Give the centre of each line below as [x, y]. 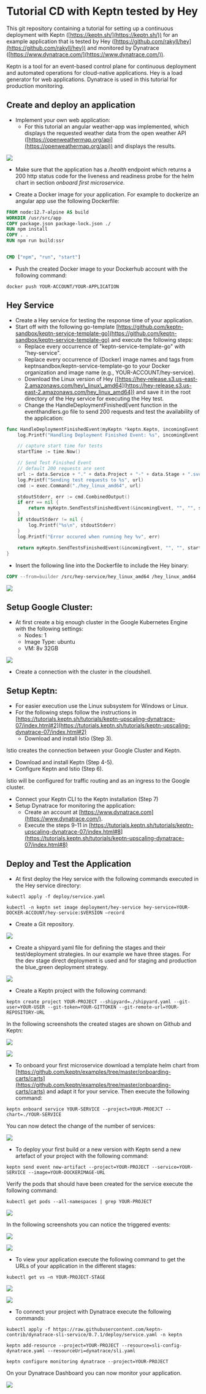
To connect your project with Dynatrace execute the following [93, 1311]
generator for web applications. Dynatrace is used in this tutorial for [92, 79]
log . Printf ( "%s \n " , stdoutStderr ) [72, 525]
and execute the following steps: [152, 339]
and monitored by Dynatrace [123, 48]
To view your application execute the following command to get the [100, 1259]
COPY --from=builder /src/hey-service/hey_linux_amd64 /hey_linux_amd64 [101, 577]
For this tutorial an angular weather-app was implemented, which [106, 126]
